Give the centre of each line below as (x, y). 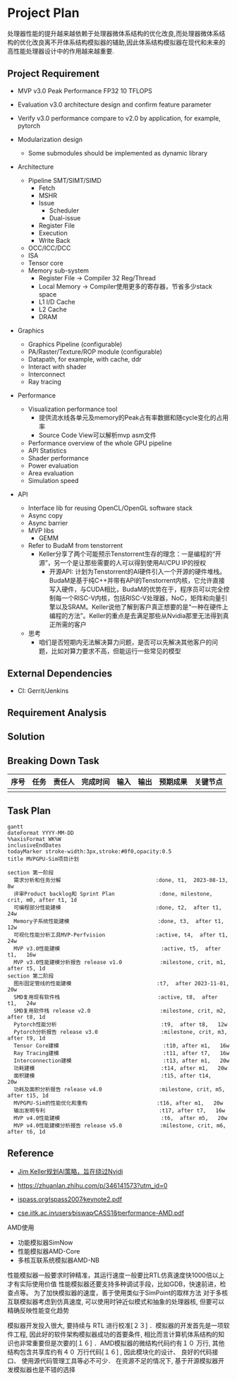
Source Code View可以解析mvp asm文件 (97, 435)
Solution (26, 737)
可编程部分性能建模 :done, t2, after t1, (118, 908)
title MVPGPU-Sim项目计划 (43, 859)
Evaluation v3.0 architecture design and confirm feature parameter (114, 105)
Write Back (54, 240)
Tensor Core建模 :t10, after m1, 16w (122, 1046)
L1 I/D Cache (57, 302)
